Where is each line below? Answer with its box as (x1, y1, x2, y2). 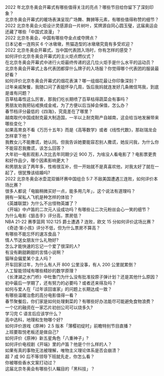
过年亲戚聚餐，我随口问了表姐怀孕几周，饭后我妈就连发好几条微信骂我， (5, 84, 150, 90)
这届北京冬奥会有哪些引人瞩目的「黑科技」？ (5, 366, 95, 372)
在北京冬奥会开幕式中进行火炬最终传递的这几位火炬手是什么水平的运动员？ (5, 59, 155, 65)
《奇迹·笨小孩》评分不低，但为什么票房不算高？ (5, 225, 101, 230)
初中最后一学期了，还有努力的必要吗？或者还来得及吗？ (5, 280, 116, 286)
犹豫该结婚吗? (21, 170, 50, 175)
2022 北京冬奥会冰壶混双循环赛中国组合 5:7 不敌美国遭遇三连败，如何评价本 (5, 176, 158, 181)
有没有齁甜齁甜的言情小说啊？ (5, 250, 65, 255)
